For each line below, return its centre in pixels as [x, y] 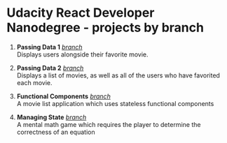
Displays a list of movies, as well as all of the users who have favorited [118, 75]
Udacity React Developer [81, 13]
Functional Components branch [64, 96]
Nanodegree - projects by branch [105, 28]
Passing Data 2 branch [50, 68]
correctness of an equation [56, 132]
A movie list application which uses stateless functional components [115, 103]
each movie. [35, 82]
